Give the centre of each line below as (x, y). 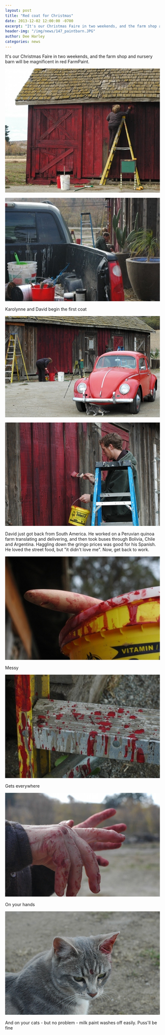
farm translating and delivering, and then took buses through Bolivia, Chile (80, 539)
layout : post (18, 10)
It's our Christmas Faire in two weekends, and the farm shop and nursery (79, 56)
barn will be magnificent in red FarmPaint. (47, 61)
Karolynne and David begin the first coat (46, 309)
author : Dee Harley (25, 37)
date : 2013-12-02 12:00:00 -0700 (39, 21)
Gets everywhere (23, 786)
